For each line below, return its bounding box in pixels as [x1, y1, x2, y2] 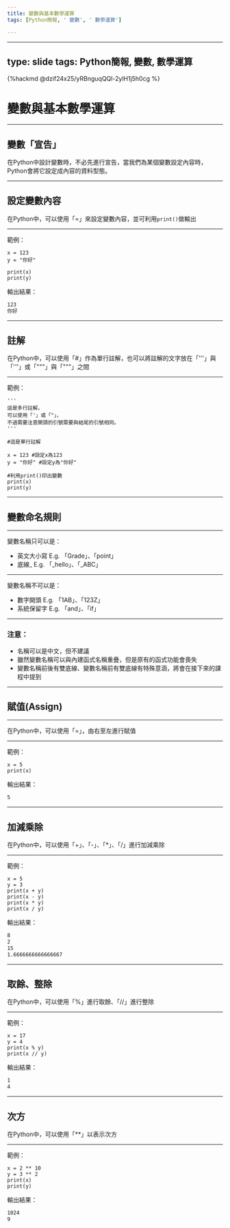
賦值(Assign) [7, 700, 63, 712]
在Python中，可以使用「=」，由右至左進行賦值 [7, 727, 136, 735]
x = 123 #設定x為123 [7, 452, 63, 459]
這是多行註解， [7, 405, 43, 412]
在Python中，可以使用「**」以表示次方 [7, 1130, 118, 1138]
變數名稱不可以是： [7, 581, 62, 590]
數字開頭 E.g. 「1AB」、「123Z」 [16, 596, 104, 604]
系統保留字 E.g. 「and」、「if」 [16, 604, 101, 613]
